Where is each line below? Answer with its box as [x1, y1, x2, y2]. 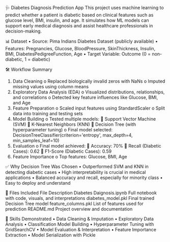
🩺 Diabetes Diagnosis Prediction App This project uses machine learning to [5, 5, 164, 11]
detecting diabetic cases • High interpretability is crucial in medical [5, 169, 146, 175]
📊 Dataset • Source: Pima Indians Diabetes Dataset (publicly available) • [5, 38, 158, 44]
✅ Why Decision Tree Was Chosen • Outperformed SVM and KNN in [5, 163, 149, 169]
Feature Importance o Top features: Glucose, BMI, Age [12, 154, 127, 159]
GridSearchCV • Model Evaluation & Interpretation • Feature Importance [5, 227, 157, 232]
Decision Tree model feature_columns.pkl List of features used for [5, 200, 144, 206]
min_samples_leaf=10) [12, 137, 60, 144]
